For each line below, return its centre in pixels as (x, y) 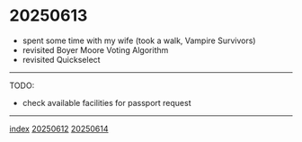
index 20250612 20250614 (59, 129)
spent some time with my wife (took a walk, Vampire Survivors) (139, 40)
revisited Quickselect (61, 59)
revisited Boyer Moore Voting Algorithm (95, 49)
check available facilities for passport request (107, 102)
